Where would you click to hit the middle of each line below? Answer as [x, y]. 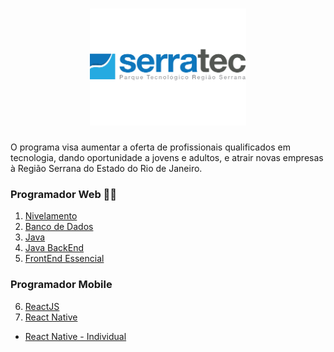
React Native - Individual [75, 336]
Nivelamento [51, 216]
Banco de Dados [59, 227]
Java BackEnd [54, 248]
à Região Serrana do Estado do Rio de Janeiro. [106, 168]
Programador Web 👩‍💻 [64, 194]
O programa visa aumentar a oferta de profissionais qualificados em [150, 147]
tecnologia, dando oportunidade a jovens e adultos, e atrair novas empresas [167, 157]
